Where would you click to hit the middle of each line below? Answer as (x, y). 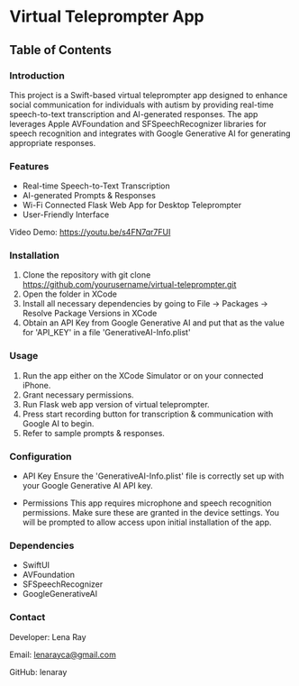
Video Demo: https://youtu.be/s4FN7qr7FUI (90, 233)
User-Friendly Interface (66, 215)
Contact (27, 617)
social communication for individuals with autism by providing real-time (142, 105)
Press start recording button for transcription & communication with (148, 414)
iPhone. (36, 385)
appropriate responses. (53, 142)
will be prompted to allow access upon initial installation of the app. (147, 522)
